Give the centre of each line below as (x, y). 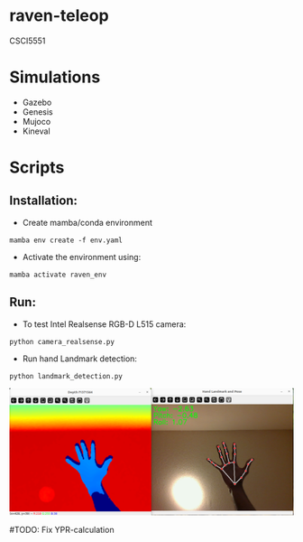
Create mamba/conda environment (87, 222)
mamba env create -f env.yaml (66, 240)
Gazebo (37, 102)
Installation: (44, 201)
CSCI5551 (28, 41)
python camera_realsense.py (62, 341)
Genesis (38, 112)
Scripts (37, 168)
